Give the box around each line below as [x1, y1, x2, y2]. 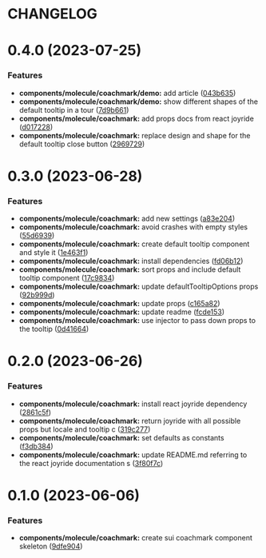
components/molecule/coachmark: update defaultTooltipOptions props [18, 281, 259, 292]
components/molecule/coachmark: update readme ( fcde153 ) [18, 307, 225, 317]
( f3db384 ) [18, 441, 54, 451]
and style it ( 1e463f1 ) [18, 248, 89, 257]
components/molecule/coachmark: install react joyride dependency [18, 399, 248, 409]
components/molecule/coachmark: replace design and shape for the [18, 130, 251, 140]
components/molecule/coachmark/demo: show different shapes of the [18, 97, 259, 106]
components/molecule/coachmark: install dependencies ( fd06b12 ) [18, 257, 244, 266]
